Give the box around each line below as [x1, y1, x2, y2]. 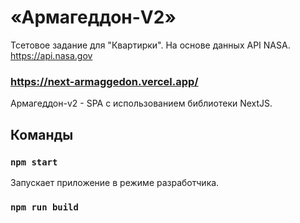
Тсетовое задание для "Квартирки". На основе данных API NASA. [10, 39, 291, 51]
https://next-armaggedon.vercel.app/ [10, 74, 199, 88]
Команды [10, 126, 74, 143]
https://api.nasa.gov [10, 49, 93, 61]
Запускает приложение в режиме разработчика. [10, 176, 220, 188]
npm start [10, 156, 58, 168]
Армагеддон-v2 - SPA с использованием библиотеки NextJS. [10, 97, 273, 110]
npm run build [10, 201, 79, 213]
